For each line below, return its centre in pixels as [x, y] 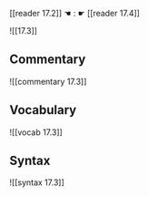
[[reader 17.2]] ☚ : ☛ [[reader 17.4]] [75, 13]
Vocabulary [43, 110]
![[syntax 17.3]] [37, 182]
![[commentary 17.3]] [48, 81]
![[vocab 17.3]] [36, 132]
